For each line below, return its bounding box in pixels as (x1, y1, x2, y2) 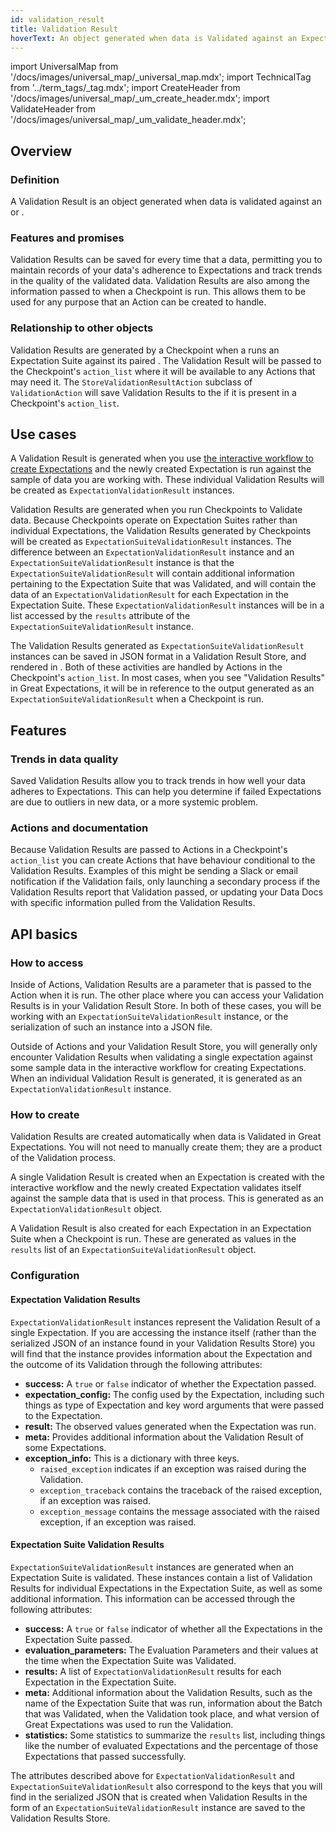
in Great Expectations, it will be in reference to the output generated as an (10, 682, 315, 695)
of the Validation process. (10, 1152, 117, 1164)
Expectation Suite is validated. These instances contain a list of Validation (10, 1571, 313, 1583)
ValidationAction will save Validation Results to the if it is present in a (10, 386, 297, 398)
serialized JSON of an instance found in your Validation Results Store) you (10, 1337, 315, 1349)
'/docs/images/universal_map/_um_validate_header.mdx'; (10, 114, 247, 126)
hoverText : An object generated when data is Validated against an (10, 33, 298, 43)
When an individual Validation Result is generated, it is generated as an (10, 1072, 303, 1085)
